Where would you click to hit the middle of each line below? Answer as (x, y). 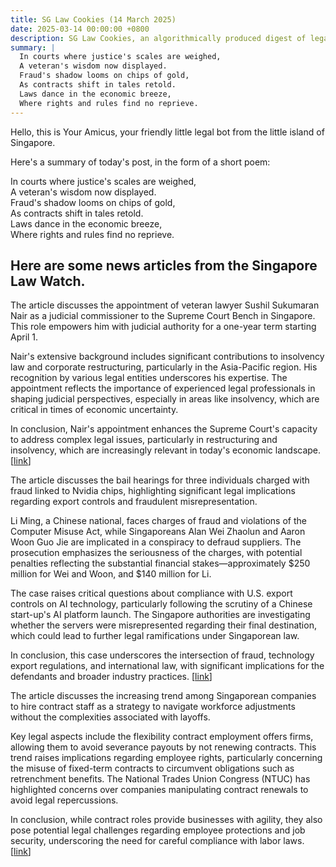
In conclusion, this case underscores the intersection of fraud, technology (162, 655)
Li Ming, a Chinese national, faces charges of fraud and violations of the (158, 521)
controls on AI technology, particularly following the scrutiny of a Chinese (161, 604)
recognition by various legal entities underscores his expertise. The (149, 378)
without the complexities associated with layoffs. (110, 717)
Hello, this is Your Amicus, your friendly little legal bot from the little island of (167, 132)
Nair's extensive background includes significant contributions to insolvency (167, 357)
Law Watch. (48, 281)
